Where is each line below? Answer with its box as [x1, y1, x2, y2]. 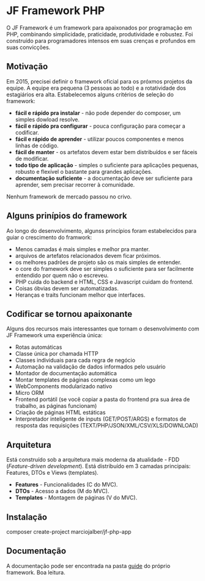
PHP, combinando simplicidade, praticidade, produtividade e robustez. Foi [6, 30, 193, 37]
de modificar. [15, 155, 49, 162]
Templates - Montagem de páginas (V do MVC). [15, 494, 138, 501]
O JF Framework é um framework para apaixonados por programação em [6, 24, 192, 31]
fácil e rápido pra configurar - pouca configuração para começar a [15, 122, 185, 130]
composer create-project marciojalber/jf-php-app [6, 528, 132, 535]
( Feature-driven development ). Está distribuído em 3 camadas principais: [6, 462, 191, 470]
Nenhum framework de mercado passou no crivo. [6, 193, 132, 200]
